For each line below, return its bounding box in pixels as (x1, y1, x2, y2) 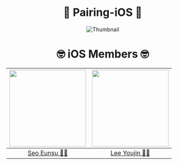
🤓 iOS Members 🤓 (56, 47, 149, 61)
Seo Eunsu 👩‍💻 (27, 148, 69, 157)
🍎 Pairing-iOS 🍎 (63, 5, 143, 20)
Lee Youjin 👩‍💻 (110, 148, 150, 157)
